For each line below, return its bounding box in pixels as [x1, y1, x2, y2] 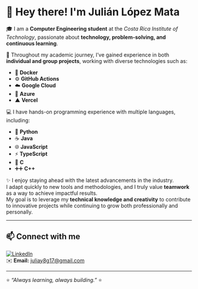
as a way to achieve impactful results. [6, 190, 98, 197]
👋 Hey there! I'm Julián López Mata [6, 5, 180, 19]
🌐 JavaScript [14, 143, 48, 150]
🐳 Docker [14, 69, 38, 76]
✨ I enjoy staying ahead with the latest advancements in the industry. [6, 177, 174, 184]
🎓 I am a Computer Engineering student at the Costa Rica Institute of [6, 25, 178, 32]
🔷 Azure [14, 90, 35, 97]
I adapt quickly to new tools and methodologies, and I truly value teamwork [6, 183, 190, 190]
